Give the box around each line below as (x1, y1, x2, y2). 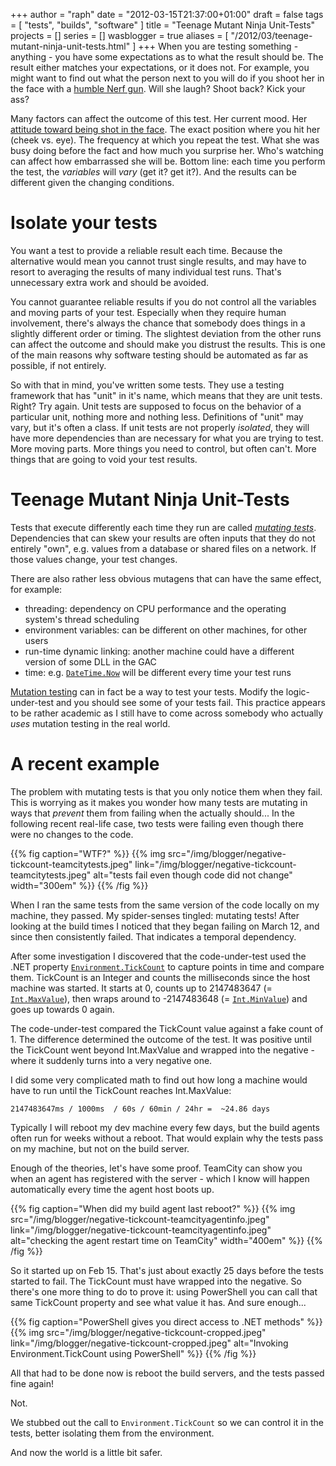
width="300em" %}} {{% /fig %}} (10, 879, 149, 891)
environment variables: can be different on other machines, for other (24, 624, 308, 636)
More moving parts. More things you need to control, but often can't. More (10, 442, 317, 454)
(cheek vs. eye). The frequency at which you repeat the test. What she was (10, 134, 320, 146)
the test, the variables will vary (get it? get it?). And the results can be (10, 166, 297, 178)
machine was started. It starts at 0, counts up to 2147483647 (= (10, 982, 273, 994)
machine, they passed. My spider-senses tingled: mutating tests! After (10, 909, 300, 921)
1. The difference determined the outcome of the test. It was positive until (10, 1033, 312, 1045)
